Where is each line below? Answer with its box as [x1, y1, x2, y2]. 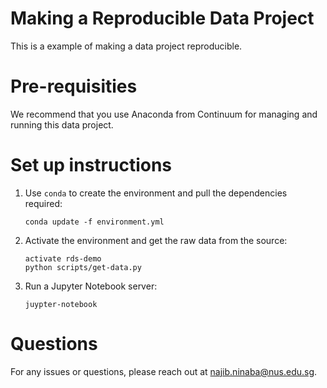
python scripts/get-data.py [24, 262, 142, 272]
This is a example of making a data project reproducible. [10, 40, 243, 52]
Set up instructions [10, 154, 173, 177]
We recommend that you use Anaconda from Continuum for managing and [10, 108, 318, 120]
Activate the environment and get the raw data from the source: [24, 234, 288, 246]
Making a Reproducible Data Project [10, 7, 315, 30]
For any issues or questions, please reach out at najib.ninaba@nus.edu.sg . [10, 365, 318, 377]
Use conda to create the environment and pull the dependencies [24, 187, 288, 199]
